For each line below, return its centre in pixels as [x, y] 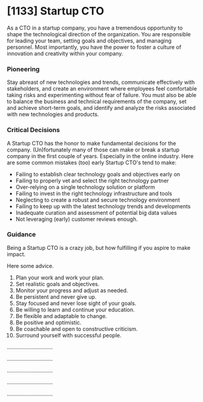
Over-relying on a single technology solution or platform [85, 187]
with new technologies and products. [53, 114]
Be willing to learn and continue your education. [75, 310]
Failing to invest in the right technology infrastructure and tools [94, 193]
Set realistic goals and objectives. [57, 284]
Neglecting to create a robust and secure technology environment [98, 200]
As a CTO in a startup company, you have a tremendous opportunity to [95, 28]
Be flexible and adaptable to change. [61, 316]
